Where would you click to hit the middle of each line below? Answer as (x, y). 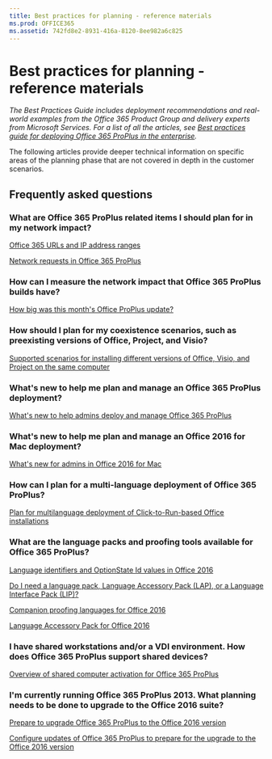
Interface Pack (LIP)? (44, 594)
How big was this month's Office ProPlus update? (92, 310)
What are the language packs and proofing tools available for (131, 542)
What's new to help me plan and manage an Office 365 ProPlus (135, 387)
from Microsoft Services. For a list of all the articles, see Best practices (128, 128)
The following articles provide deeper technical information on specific (127, 152)
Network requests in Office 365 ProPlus (75, 261)
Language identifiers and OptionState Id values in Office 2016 (111, 570)
